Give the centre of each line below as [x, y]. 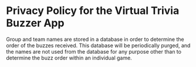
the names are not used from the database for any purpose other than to [94, 51]
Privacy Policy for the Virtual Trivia [93, 11]
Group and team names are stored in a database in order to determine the [95, 39]
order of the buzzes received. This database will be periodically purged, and [98, 45]
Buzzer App [35, 23]
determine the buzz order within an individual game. [69, 58]
